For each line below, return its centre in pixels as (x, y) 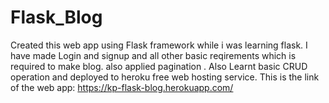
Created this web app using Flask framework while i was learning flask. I (159, 45)
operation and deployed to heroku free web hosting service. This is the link (165, 77)
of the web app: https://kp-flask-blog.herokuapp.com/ (122, 87)
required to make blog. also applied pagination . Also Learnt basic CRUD (159, 66)
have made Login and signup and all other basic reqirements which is (153, 55)
